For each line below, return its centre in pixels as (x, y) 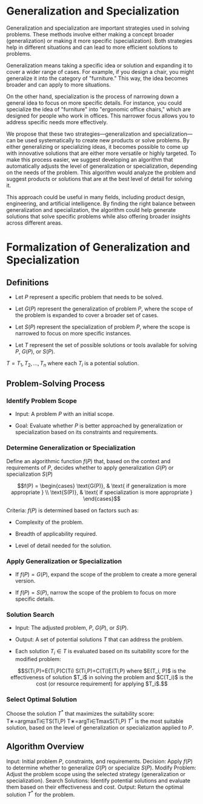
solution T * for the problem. (41, 794)
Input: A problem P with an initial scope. (65, 414)
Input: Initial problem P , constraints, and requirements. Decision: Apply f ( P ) (99, 761)
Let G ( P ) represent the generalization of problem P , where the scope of (104, 308)
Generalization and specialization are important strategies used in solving (98, 28)
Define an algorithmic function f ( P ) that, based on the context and (88, 461)
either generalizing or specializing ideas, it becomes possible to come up (98, 147)
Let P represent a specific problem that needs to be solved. (89, 297)
